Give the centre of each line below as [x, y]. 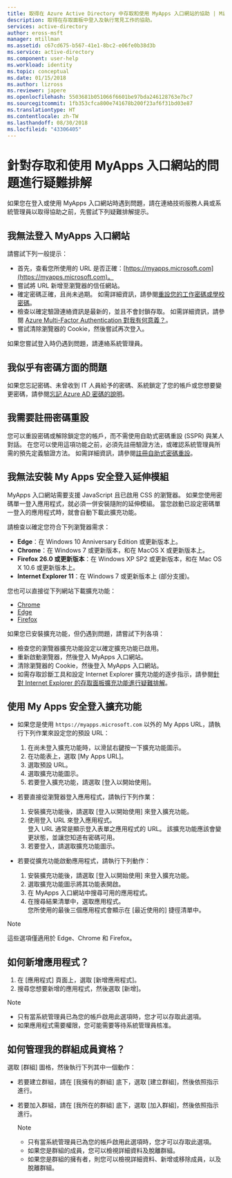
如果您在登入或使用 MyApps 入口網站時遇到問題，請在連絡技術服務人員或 [111, 203]
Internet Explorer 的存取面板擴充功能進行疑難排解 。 [98, 683]
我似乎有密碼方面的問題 [57, 367]
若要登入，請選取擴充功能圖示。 [73, 846]
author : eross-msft [35, 33]
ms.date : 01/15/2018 [37, 78]
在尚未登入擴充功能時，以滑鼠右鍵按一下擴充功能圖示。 [106, 748]
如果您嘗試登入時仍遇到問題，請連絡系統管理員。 [77, 343]
